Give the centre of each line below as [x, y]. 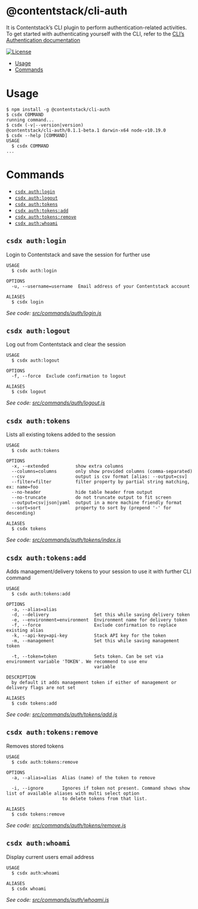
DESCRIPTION [21, 677]
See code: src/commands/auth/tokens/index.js [64, 540]
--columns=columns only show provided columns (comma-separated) [102, 472]
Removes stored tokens [35, 746]
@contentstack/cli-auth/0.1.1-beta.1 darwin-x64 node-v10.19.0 [86, 130]
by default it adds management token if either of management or [94, 683]
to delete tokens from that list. [105, 799]
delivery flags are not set [41, 688]
